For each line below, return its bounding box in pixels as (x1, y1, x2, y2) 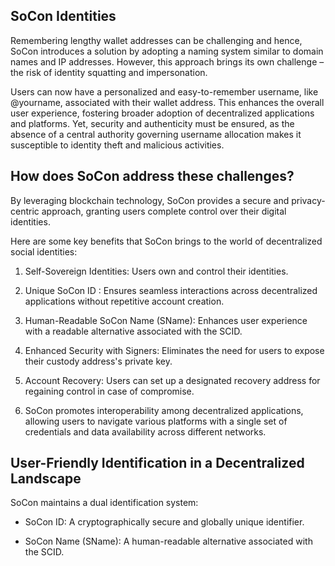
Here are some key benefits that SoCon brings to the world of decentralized (10, 235, 323, 247)
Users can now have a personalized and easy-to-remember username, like (10, 85, 319, 98)
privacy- (291, 194, 326, 206)
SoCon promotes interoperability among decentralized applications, (24, 404, 304, 416)
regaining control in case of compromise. (24, 385, 195, 397)
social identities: (10, 245, 78, 258)
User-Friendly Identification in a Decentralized (10, 455, 305, 472)
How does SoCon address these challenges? (10, 168, 295, 185)
